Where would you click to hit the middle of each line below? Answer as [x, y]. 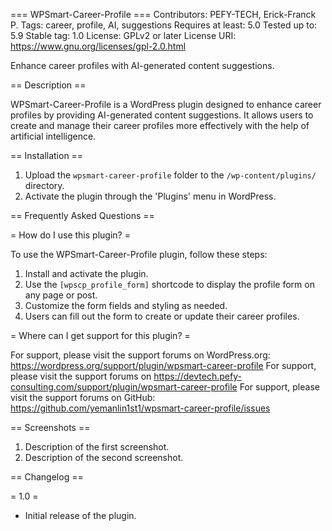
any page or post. [61, 295]
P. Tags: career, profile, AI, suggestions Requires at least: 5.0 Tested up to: [164, 25]
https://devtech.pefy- [197, 376]
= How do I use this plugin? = [70, 235]
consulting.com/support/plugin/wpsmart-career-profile [124, 387]
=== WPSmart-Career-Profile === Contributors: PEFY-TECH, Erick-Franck [163, 14]
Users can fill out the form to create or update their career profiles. [162, 316]
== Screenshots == [50, 427]
